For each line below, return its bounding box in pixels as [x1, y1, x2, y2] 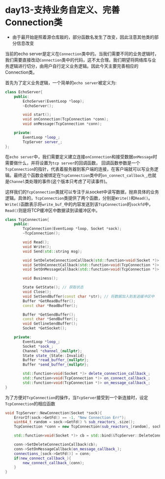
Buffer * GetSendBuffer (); [23, 312, 76, 317]
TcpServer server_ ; [23, 139, 63, 145]
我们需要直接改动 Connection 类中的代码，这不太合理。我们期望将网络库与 [5, 57, 152, 63]
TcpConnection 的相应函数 [5, 401, 55, 406]
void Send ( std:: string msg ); [23, 249, 82, 254]
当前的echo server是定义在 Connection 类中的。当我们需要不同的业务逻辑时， [5, 50, 159, 57]
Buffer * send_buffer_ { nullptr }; [23, 362, 89, 368]
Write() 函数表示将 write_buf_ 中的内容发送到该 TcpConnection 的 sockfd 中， [5, 201, 153, 207]
